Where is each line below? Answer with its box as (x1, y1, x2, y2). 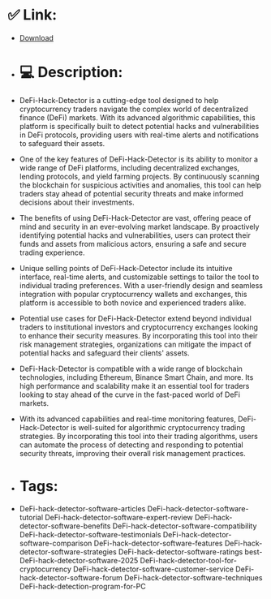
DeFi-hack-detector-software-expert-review (45, 512, 194, 522)
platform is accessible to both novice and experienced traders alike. (19, 298, 247, 308)
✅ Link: (7, 6, 58, 24)
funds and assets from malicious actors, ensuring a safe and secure (19, 239, 247, 248)
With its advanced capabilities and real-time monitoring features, (19, 414, 236, 424)
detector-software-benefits (19, 521, 111, 531)
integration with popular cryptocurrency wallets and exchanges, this (19, 289, 247, 299)
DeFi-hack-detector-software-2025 (19, 555, 139, 565)
